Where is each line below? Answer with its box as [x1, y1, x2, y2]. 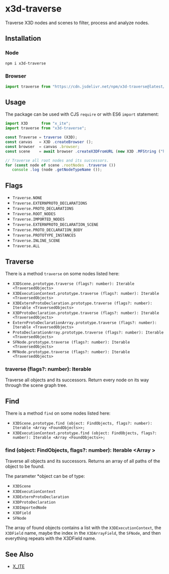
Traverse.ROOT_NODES [12, 212, 56, 217]
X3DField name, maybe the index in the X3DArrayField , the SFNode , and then [5, 530, 161, 536]
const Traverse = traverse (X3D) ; [5, 135, 78, 140]
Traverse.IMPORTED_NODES [12, 217, 65, 222]
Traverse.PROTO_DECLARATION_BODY [12, 227, 83, 233]
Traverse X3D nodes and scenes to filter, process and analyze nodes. [5, 20, 149, 26]
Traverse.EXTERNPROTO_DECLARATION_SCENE [12, 222, 99, 227]
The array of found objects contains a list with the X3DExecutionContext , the [5, 525, 161, 531]
